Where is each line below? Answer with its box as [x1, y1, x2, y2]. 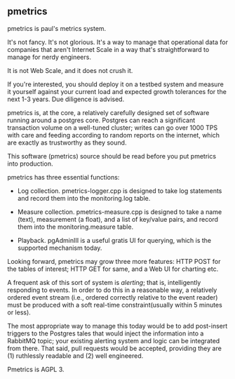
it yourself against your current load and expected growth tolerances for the [7, 87, 227, 95]
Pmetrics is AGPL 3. [7, 365, 65, 373]
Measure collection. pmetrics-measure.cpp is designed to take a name [17, 207, 222, 216]
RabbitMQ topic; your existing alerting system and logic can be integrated [7, 336, 220, 345]
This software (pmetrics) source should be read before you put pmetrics [7, 152, 216, 160]
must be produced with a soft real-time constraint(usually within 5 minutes [7, 300, 222, 309]
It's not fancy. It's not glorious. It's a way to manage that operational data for [7, 38, 228, 46]
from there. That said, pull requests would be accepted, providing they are [7, 344, 222, 352]
